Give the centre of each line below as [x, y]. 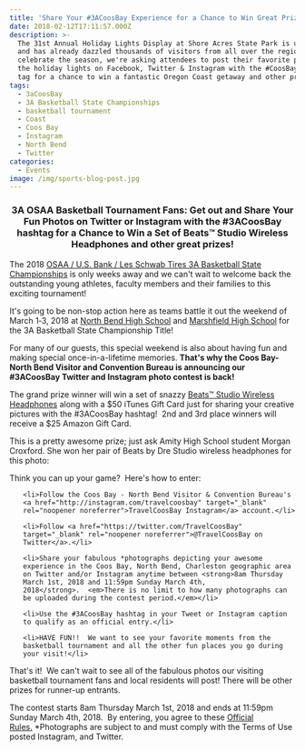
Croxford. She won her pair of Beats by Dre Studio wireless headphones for [151, 450]
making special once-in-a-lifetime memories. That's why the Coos [134, 357]
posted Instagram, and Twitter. [67, 736]
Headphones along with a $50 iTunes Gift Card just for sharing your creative [152, 404]
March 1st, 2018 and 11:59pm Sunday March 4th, [114, 582]
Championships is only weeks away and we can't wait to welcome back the [150, 274]
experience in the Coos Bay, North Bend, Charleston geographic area [157, 566]
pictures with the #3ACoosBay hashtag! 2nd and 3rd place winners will [143, 414]
